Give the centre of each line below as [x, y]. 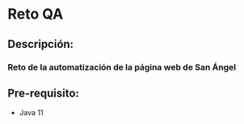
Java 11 [31, 113]
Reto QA [36, 14]
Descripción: [41, 44]
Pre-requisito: [44, 93]
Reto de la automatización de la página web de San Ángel [122, 67]
